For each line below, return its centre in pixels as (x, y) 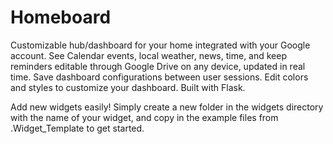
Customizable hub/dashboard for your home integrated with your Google (160, 45)
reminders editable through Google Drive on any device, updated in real (158, 66)
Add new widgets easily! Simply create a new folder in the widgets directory (167, 107)
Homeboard (61, 17)
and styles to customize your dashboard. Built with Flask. (128, 87)
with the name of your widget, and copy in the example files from (144, 117)
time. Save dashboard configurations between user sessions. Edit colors (159, 77)
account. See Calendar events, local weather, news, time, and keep (149, 55)
